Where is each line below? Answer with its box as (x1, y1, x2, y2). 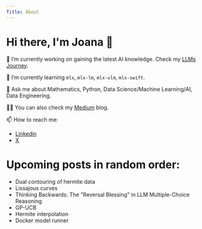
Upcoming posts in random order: (6, 158, 180, 171)
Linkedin (15, 130, 37, 137)
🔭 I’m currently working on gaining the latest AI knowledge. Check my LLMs (6, 55, 196, 63)
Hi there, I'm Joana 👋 (6, 35, 114, 49)
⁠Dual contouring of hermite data (15, 178, 96, 185)
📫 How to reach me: (6, 116, 58, 123)
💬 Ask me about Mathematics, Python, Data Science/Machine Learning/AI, (6, 85, 193, 93)
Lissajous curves (15, 184, 58, 192)
